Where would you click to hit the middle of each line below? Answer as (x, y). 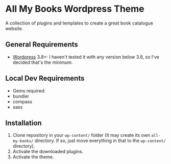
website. (14, 28)
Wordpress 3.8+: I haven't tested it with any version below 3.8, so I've (86, 57)
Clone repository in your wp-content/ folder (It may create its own (81, 135)
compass (22, 101)
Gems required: (29, 90)
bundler (21, 96)
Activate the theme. (33, 157)
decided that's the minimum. (43, 62)
